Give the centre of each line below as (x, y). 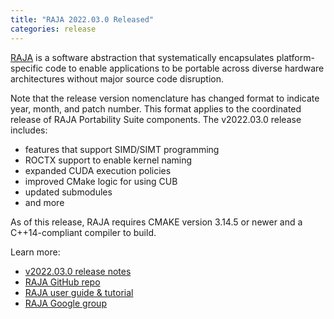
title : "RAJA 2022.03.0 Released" (82, 19)
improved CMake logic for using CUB (101, 181)
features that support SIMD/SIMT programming (122, 149)
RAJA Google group (65, 303)
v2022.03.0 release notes (78, 271)
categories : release (53, 29)
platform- (295, 57)
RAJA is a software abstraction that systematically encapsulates (142, 57)
